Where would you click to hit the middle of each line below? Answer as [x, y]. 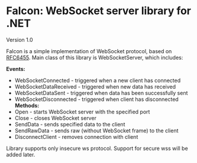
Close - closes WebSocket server [55, 118]
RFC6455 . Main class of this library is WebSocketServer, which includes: [95, 57]
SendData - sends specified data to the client [70, 124]
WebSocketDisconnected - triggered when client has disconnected [96, 99]
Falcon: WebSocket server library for [98, 11]
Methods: [27, 105]
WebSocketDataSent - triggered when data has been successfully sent [101, 93]
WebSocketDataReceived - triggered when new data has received [95, 86]
